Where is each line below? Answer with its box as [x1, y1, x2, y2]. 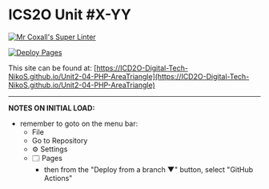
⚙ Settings [31, 144, 68, 154]
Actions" [43, 173, 73, 183]
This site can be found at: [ [8, 62, 97, 73]
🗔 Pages [31, 153, 62, 163]
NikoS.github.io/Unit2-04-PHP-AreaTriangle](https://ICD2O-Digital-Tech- [8, 71, 250, 81]
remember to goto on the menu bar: [19, 119, 139, 128]
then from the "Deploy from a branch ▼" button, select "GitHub [43, 164, 254, 174]
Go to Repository [31, 135, 88, 145]
